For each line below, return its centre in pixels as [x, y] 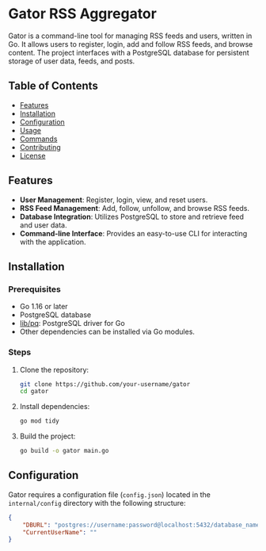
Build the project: [47, 436]
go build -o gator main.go [64, 451]
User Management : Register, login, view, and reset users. [114, 200]
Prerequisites [34, 289]
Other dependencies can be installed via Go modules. [107, 332]
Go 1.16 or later [44, 307]
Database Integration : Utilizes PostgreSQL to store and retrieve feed [131, 216]
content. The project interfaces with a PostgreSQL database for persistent [129, 52]
